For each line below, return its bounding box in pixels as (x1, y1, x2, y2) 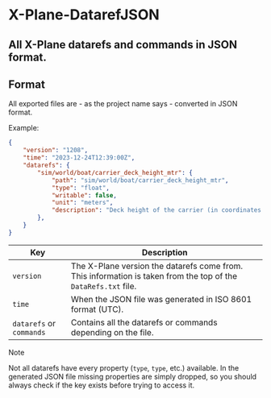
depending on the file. (71, 326, 154, 338)
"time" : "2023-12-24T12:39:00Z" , (23, 154, 135, 162)
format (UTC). (71, 304, 124, 315)
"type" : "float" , (51, 184, 110, 192)
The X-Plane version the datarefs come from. (71, 260, 244, 272)
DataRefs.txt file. (71, 280, 137, 292)
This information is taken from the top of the (71, 270, 238, 281)
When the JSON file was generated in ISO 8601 (71, 293, 252, 305)
